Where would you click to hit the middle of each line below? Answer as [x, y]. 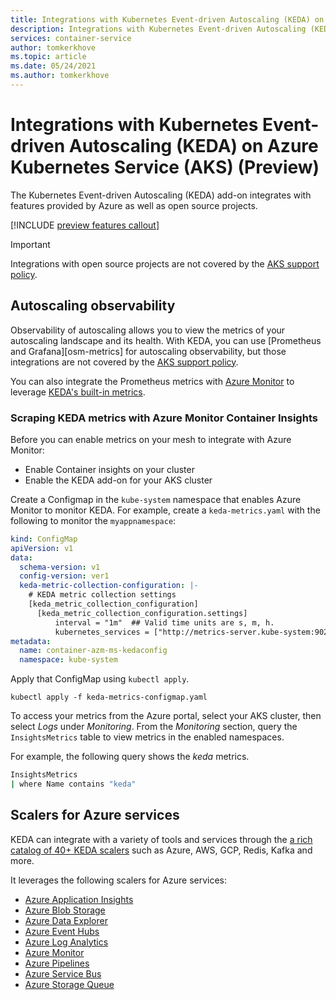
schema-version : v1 [60, 567]
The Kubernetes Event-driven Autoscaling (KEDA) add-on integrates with [161, 195]
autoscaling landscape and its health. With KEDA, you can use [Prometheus [166, 340]
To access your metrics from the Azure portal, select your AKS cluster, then [166, 716]
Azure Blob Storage [65, 910]
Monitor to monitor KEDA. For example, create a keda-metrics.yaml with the [165, 510]
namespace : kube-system [68, 660]
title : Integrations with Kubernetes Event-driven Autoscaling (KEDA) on [167, 19]
